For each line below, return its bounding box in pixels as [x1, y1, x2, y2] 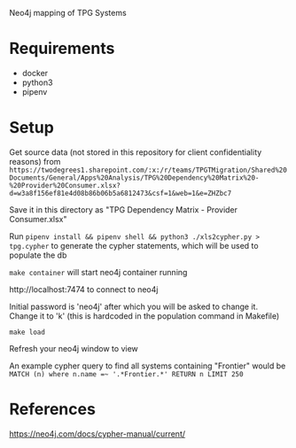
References [9, 399, 96, 420]
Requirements [9, 39, 115, 58]
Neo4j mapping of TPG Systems [9, 8, 127, 18]
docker [21, 67, 49, 78]
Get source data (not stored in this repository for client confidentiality [9, 146, 262, 158]
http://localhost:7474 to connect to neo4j [9, 283, 159, 295]
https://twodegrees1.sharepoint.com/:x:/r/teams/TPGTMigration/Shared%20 [9, 166, 288, 174]
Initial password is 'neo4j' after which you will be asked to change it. [9, 301, 259, 312]
